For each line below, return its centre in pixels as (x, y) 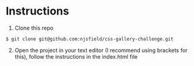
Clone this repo (34, 28)
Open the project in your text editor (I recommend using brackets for (101, 50)
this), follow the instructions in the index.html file (76, 56)
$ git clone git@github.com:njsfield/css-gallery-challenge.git (90, 39)
